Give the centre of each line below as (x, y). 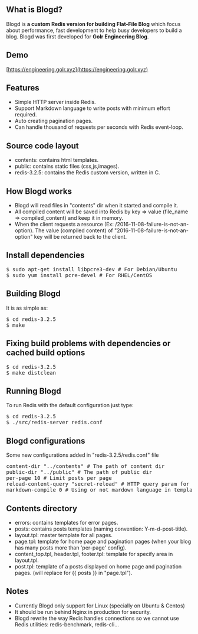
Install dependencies (45, 256)
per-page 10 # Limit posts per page (59, 478)
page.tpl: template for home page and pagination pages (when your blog (103, 541)
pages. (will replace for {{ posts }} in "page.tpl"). (73, 573)
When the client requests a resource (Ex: (64, 225)
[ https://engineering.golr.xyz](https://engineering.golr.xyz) (77, 69)
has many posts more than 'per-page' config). (70, 547)
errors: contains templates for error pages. (66, 522)
